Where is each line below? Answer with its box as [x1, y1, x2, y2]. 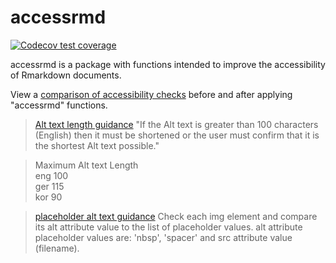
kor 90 [34, 191, 63, 203]
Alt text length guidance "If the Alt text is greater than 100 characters [34, 118, 319, 130]
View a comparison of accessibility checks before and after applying [10, 88, 293, 100]
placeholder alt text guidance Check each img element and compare [34, 210, 318, 222]
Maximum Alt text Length [34, 159, 139, 171]
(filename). [34, 242, 80, 254]
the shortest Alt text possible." [34, 139, 160, 151]
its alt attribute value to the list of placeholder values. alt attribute [34, 221, 303, 233]
